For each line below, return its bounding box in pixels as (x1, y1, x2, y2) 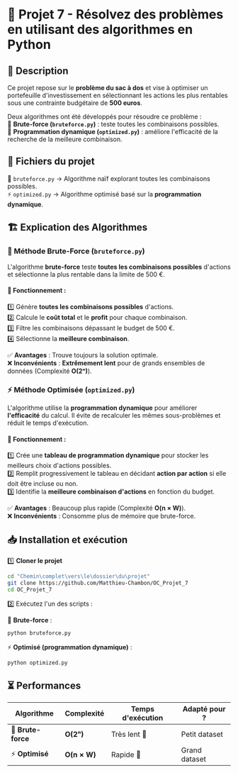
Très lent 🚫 (110, 730, 147, 740)
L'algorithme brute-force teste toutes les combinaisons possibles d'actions (7, 262, 232, 271)
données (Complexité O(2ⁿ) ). (7, 367, 92, 375)
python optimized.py (7, 659, 69, 666)
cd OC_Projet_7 (7, 586, 52, 593)
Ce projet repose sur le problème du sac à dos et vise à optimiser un (7, 84, 208, 91)
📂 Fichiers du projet (7, 155, 96, 167)
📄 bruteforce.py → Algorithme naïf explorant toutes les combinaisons (7, 174, 210, 183)
